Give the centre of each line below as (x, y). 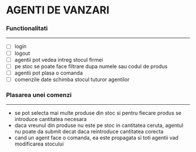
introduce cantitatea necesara (50, 119)
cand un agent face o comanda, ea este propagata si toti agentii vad (97, 138)
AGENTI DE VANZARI (58, 10)
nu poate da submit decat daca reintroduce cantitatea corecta (89, 132)
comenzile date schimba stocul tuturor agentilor (72, 79)
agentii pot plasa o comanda (49, 73)
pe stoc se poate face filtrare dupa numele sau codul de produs (91, 66)
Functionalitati (27, 29)
